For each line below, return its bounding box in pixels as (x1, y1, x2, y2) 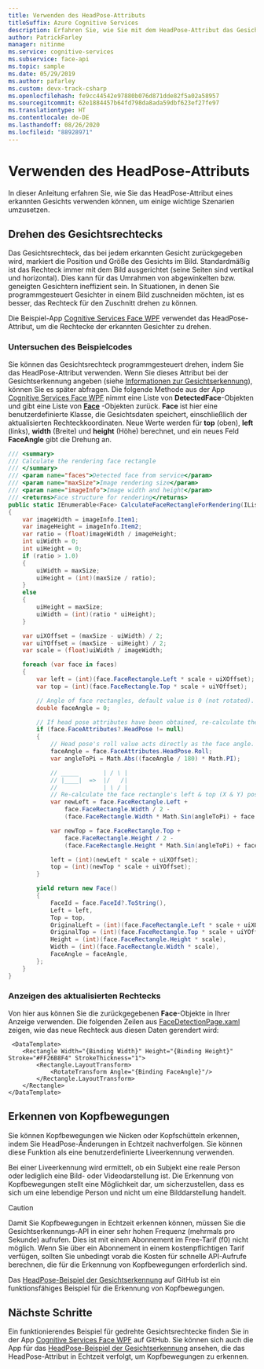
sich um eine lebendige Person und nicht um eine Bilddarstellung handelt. (8, 1188, 247, 1197)
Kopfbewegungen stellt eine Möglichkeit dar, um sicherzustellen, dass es (8, 1179, 245, 1188)
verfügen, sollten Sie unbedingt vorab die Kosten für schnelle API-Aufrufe (8, 1251, 247, 1261)
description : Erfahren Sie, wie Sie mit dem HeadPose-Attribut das (8, 26, 234, 34)
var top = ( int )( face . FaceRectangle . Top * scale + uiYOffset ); (36, 683, 247, 690)
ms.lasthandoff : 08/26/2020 (8, 121, 101, 129)
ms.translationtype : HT (8, 107, 86, 115)
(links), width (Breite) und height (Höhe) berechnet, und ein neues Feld (8, 426, 240, 436)
